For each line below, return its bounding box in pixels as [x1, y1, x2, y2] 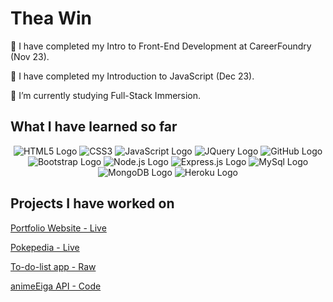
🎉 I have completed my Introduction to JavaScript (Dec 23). [10, 70, 255, 82]
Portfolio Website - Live [10, 222, 107, 234]
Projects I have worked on [10, 195, 175, 212]
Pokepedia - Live [10, 241, 80, 253]
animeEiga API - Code [10, 280, 102, 292]
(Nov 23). [10, 50, 50, 62]
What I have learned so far [10, 118, 178, 136]
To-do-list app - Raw [10, 260, 97, 272]
